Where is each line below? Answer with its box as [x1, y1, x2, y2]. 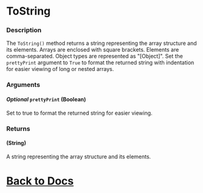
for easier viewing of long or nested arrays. [6, 66, 114, 73]
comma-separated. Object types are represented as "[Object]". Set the [6, 53, 184, 60]
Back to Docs [6, 174, 74, 188]
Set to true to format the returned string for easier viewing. [6, 109, 153, 117]
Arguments [6, 81, 41, 89]
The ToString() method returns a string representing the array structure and [6, 39, 197, 47]
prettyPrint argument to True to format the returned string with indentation [6, 59, 195, 66]
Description [6, 26, 42, 35]
